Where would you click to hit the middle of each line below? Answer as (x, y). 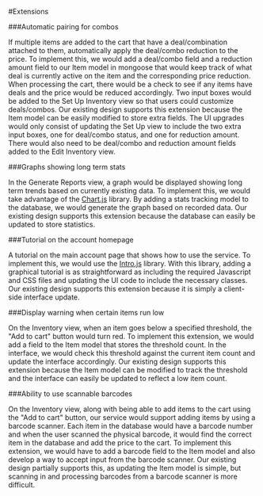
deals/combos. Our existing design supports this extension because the (126, 109)
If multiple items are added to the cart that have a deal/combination (118, 42)
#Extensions (29, 11)
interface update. (52, 297)
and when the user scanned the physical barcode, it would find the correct (130, 434)
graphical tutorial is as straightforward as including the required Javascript (130, 272)
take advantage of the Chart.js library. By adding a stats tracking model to (129, 199)
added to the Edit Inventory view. (62, 151)
